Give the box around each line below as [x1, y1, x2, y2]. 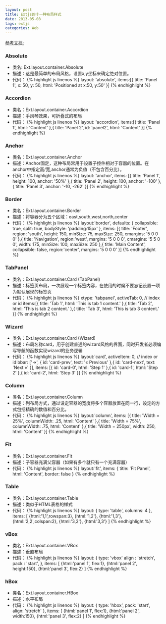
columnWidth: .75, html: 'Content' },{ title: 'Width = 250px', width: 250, [12, 423, 156, 429]
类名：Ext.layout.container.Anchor [12, 154, 82, 160]
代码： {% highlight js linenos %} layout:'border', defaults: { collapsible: [12, 220, 158, 226]
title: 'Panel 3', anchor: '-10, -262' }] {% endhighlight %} [15, 184, 130, 190]
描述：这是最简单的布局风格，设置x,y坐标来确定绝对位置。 [12, 70, 132, 77]
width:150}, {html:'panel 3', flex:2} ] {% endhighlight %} [12, 613, 126, 619]
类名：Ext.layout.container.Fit [12, 453, 73, 459]
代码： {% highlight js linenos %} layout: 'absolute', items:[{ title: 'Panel [12, 77, 158, 83]
